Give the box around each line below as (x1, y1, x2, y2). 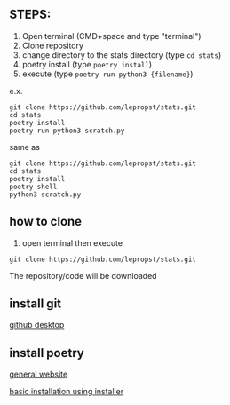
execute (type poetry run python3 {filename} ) (21, 68, 194, 79)
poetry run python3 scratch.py (9, 126, 125, 135)
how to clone (9, 214, 83, 229)
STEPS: (9, 7, 52, 22)
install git (9, 297, 62, 312)
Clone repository (21, 40, 84, 51)
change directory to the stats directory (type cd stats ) (21, 49, 222, 60)
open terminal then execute (21, 237, 123, 248)
